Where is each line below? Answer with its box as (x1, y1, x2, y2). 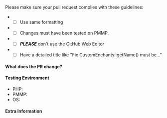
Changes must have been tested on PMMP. (19, 30, 109, 36)
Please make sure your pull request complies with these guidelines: (5, 4, 144, 10)
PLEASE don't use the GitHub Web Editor (19, 41, 105, 47)
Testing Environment (5, 75, 50, 81)
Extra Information (5, 108, 42, 114)
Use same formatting (19, 19, 63, 25)
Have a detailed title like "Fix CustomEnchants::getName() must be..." (19, 52, 162, 58)
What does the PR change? (5, 63, 62, 69)
